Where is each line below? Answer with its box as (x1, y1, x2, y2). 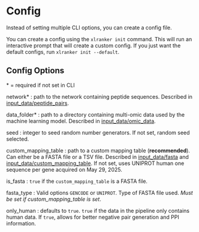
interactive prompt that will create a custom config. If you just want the (6, 42, 181, 49)
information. (6, 219, 37, 227)
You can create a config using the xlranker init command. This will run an (6, 35, 192, 42)
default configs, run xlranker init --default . (6, 48, 120, 55)
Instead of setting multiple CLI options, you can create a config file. (6, 24, 172, 31)
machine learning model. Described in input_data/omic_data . (6, 117, 156, 124)
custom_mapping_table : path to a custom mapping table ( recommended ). (6, 146, 191, 154)
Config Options (6, 66, 65, 76)
